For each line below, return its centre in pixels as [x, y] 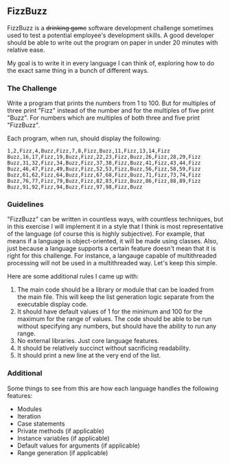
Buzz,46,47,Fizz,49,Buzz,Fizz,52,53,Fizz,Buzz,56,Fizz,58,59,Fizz [104, 169]
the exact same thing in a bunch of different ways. [78, 70]
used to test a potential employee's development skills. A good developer [111, 35]
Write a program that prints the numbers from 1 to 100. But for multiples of [112, 103]
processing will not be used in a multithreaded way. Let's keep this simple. [112, 263]
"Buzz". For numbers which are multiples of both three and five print [104, 118]
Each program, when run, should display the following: [84, 139]
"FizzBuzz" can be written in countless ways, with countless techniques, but [115, 219]
